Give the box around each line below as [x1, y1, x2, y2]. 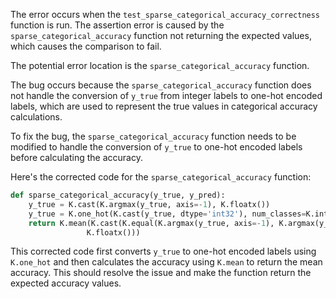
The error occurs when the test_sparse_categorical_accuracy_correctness [10, 9, 321, 20]
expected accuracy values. [10, 277, 122, 289]
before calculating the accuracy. [10, 152, 143, 163]
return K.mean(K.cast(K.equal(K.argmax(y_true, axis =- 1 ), [28, 218, 275, 228]
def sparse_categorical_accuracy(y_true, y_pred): [10, 190, 226, 200]
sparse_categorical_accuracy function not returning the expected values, [10, 30, 312, 41]
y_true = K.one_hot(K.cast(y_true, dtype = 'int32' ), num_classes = [28, 209, 307, 219]
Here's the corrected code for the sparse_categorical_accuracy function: [10, 171, 312, 183]
